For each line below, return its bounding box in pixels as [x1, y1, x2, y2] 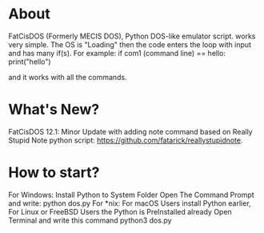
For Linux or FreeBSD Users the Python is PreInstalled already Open [8, 207, 232, 216]
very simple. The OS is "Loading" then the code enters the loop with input [8, 39, 252, 49]
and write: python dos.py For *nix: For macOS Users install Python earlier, [8, 198, 251, 208]
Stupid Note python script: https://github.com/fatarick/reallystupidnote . [8, 135, 243, 145]
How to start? [8, 163, 100, 182]
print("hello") [8, 57, 51, 66]
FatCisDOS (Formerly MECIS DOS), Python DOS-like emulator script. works [8, 31, 256, 41]
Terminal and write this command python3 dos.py [8, 215, 172, 225]
